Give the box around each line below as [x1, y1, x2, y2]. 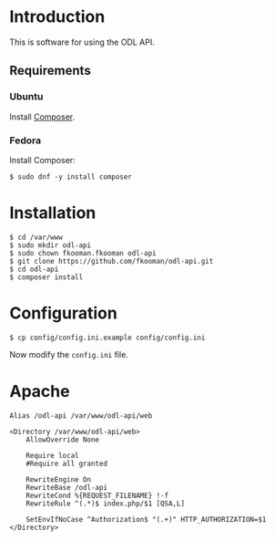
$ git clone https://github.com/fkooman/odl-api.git [9, 256, 214, 265]
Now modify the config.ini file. [9, 349, 129, 359]
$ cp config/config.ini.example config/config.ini [9, 333, 206, 342]
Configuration [9, 303, 118, 324]
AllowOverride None [25, 435, 100, 444]
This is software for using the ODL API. [9, 36, 155, 47]
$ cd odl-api [9, 265, 59, 274]
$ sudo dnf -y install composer [9, 172, 132, 182]
